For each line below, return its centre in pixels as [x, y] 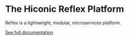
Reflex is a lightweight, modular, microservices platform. [63, 23]
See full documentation [29, 32]
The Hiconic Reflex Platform [65, 9]
